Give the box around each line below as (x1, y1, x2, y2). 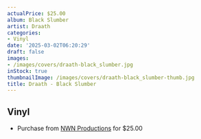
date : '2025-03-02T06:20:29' (7, 42, 91, 49)
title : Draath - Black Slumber (7, 81, 97, 87)
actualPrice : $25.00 (7, 10, 67, 17)
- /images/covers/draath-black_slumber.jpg (7, 61, 134, 68)
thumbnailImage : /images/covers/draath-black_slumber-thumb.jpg (7, 74, 195, 81)
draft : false (7, 49, 45, 56)
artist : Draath (7, 23, 51, 30)
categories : (7, 29, 41, 36)
